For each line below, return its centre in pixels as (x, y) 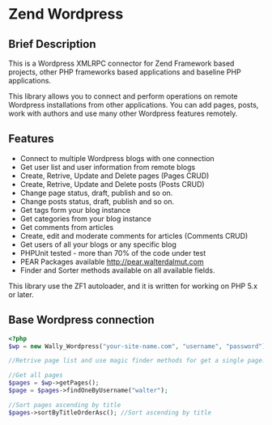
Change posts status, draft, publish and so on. (97, 201)
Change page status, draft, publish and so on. (96, 193)
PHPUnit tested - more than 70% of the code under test (113, 253)
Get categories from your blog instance (85, 219)
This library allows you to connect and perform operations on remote (123, 96)
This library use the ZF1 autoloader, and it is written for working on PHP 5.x (133, 286)
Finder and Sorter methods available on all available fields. (117, 270)
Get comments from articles (67, 227)
